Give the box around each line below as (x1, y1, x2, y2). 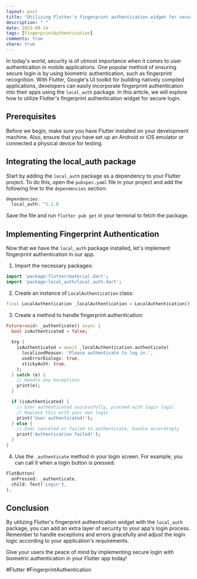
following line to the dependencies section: (6, 185, 107, 192)
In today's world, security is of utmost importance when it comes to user (6, 57, 182, 64)
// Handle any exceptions (16, 377, 80, 383)
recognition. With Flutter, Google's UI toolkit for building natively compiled (6, 76, 185, 83)
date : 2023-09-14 (6, 25, 49, 31)
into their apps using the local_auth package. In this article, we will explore (6, 88, 188, 96)
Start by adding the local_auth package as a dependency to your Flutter (6, 172, 181, 179)
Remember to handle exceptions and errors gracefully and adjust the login (6, 531, 186, 538)
